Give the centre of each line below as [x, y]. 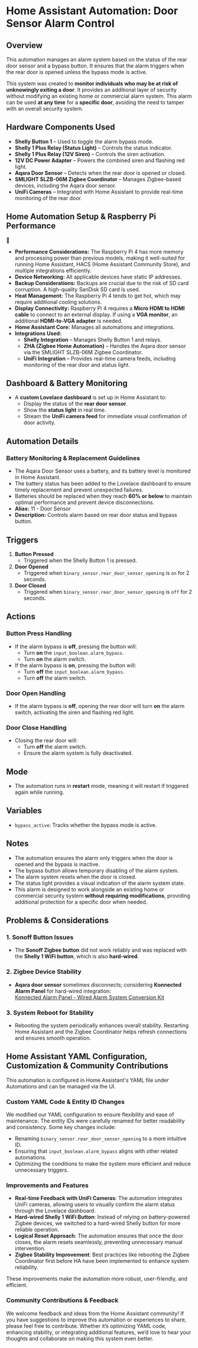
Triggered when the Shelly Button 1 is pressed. [80, 560]
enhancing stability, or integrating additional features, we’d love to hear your [99, 1332]
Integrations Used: [38, 333]
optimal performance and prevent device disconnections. [85, 502]
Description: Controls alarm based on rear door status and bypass [96, 515]
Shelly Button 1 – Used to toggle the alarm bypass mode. [84, 141]
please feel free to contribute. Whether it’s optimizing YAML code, [86, 1326]
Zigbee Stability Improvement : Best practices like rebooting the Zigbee [102, 1255]
